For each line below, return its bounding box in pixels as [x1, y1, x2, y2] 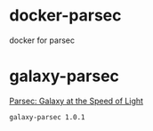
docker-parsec [9, 5, 122, 26]
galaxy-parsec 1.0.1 [9, 112, 86, 121]
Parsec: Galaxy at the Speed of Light [9, 95, 144, 106]
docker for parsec [9, 35, 76, 45]
